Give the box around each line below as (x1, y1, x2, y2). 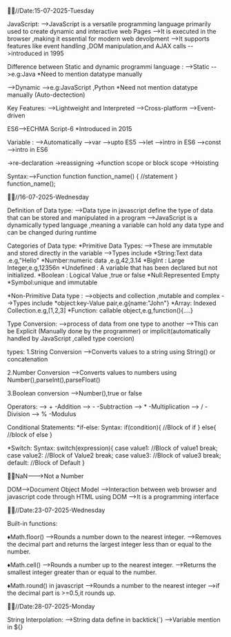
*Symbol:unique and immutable (7, 278, 98, 286)
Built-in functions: (7, 520, 58, 527)
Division (7, 410, 30, 418)
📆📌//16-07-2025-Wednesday (7, 193, 90, 201)
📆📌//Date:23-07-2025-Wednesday (7, 506, 106, 514)
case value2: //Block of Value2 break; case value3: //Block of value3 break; (7, 451, 221, 459)
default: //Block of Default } (7, 459, 85, 467)
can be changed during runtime (7, 228, 97, 236)
